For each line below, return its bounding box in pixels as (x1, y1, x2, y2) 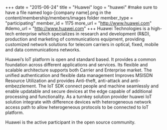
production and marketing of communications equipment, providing (5, 36, 145, 42)
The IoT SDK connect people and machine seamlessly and (38, 83, 159, 89)
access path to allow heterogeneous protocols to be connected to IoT (5, 104, 149, 110)
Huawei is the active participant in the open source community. (5, 119, 136, 125)
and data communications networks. (5, 47, 81, 52)
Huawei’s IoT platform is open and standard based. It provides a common (5, 56, 156, 62)
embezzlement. (5, 83, 38, 89)
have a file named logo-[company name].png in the (5, 9, 111, 15)
